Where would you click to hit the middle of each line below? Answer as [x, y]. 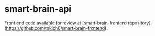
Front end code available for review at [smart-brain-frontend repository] [77, 23]
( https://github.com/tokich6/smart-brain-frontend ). [56, 28]
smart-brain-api [38, 9]
